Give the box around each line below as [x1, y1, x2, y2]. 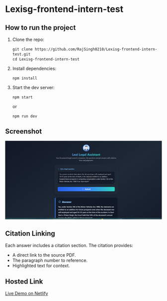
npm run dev [12, 114, 37, 119]
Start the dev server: [12, 85, 55, 90]
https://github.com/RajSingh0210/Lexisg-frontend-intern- [34, 47, 158, 52]
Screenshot [5, 127, 42, 136]
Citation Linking [5, 229, 56, 238]
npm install [12, 76, 37, 81]
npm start [12, 95, 33, 100]
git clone [12, 47, 33, 52]
